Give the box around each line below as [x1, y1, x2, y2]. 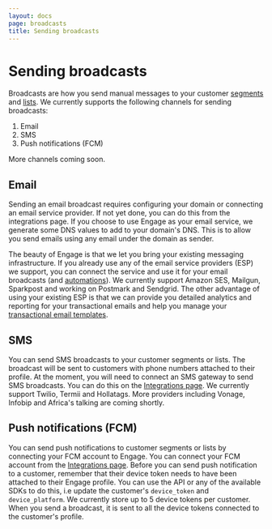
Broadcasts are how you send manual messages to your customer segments [8, 88, 264, 98]
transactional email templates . [8, 309, 108, 320]
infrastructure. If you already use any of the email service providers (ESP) [8, 258, 253, 268]
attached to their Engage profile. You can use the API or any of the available [8, 477, 261, 487]
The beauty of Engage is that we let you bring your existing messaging [8, 250, 244, 259]
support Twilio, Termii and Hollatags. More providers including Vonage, [8, 389, 245, 399]
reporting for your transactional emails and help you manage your [8, 301, 227, 311]
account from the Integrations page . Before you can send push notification [8, 459, 257, 470]
